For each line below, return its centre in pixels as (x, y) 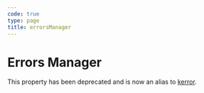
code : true (23, 14)
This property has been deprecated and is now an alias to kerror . (102, 82)
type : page (23, 21)
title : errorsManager (39, 27)
